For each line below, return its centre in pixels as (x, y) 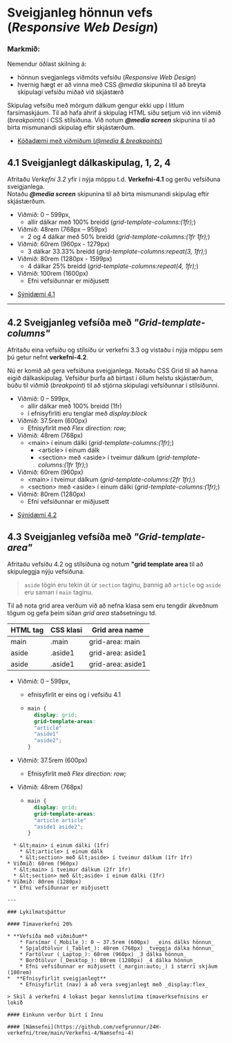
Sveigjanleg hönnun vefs (80, 13)
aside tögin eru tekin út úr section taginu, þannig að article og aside (123, 585)
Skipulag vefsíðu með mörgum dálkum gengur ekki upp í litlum (96, 106)
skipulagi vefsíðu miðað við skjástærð (70, 92)
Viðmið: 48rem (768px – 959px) (62, 229)
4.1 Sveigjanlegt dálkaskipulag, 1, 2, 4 (89, 163)
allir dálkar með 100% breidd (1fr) (75, 406)
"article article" (60, 820)
